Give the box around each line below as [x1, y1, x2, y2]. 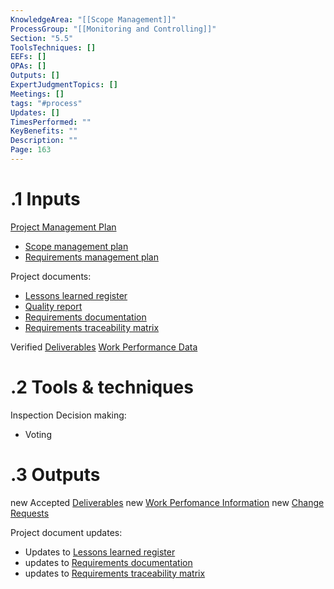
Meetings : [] [10, 89, 65, 99]
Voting [24, 428, 52, 440]
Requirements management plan [24, 251, 159, 263]
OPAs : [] [10, 61, 47, 71]
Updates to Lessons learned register [24, 546, 176, 558]
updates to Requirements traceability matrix [24, 567, 206, 579]
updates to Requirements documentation [24, 556, 193, 568]
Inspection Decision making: [10, 409, 127, 421]
